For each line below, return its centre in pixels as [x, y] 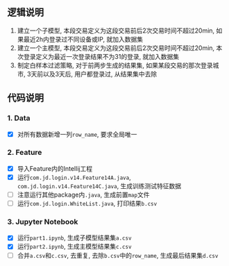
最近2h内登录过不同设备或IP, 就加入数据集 [83, 39]
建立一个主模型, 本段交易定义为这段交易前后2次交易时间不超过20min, [116, 48]
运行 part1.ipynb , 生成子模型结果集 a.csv [74, 238]
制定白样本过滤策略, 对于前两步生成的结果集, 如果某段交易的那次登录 [115, 65]
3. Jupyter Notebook [43, 222]
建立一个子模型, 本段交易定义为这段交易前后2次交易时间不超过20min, [116, 31]
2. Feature [25, 153]
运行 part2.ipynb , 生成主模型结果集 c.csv [74, 247]
